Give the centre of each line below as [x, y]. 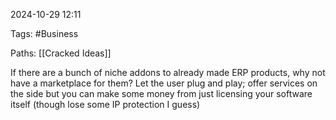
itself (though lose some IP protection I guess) [105, 104]
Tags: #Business [44, 33]
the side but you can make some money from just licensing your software [161, 93]
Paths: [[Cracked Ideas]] [61, 53]
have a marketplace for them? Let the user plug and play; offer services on [164, 83]
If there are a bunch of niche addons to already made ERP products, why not [168, 72]
